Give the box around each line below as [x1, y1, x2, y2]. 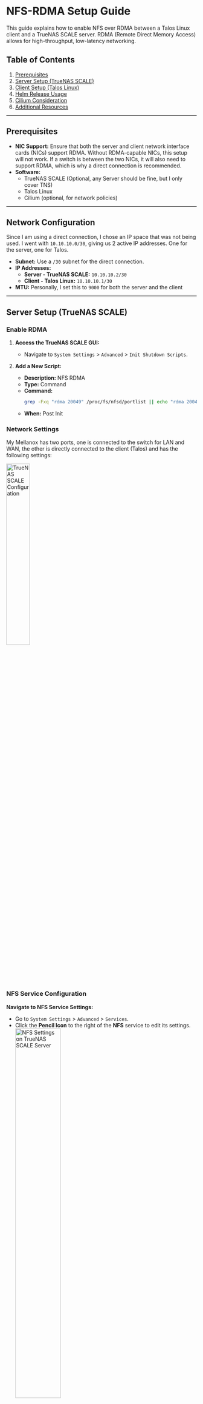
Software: [14, 168, 41, 175]
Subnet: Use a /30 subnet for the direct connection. [14, 258, 144, 265]
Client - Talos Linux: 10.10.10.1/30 [24, 277, 112, 284]
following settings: [6, 452, 53, 459]
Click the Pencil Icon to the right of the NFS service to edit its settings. [14, 1021, 191, 1029]
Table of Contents [6, 55, 76, 65]
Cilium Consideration [14, 96, 68, 104]
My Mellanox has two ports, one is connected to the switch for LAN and [6, 438, 185, 446]
